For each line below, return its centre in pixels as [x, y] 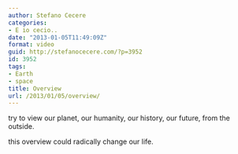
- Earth [21, 74]
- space [21, 81]
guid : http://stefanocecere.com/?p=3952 [76, 52]
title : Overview [35, 88]
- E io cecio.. [33, 30]
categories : [28, 23]
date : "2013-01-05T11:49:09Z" [58, 37]
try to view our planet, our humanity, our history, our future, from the [119, 118]
